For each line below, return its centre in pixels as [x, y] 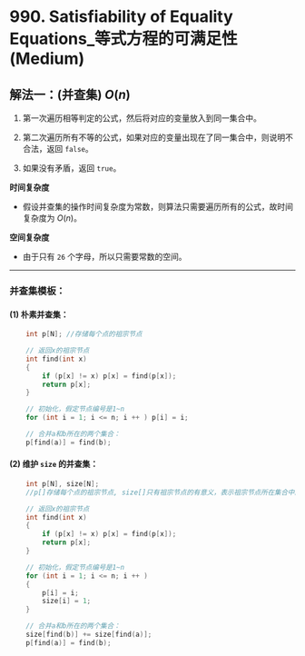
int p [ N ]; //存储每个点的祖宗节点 [84, 334]
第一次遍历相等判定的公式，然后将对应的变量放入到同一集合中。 [142, 118]
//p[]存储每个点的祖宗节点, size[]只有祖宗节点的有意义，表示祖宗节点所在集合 [157, 492]
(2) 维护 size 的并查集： [54, 464]
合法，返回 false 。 [58, 149]
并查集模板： [38, 291]
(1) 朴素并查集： [39, 314]
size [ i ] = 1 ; [67, 601]
